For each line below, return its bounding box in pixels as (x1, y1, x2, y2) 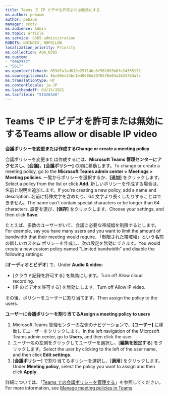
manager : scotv (5, 21, 37, 27)
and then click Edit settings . (12, 352, 72, 358)
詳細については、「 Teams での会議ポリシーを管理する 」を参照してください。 (5, 379, 164, 385)
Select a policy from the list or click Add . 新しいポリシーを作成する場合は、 (5, 181, 161, 187)
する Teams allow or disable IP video (5, 128, 157, 140)
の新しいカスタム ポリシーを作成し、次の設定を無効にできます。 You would (5, 240, 160, 246)
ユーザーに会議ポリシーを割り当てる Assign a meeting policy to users (5, 311, 150, 317)
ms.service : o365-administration (5, 36, 76, 41)
